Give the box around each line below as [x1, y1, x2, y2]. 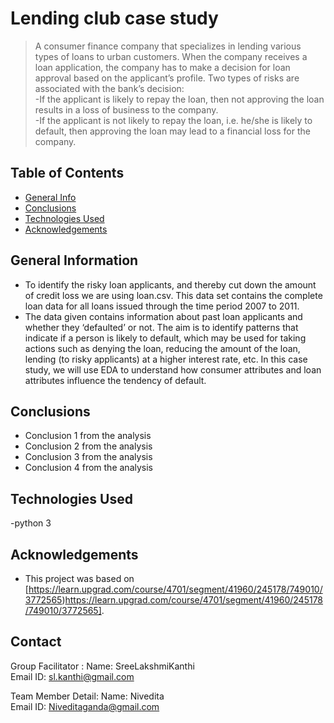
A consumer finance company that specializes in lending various [34, 40, 302, 52]
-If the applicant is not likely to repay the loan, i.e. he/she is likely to [34, 114, 313, 126]
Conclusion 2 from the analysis [24, 440, 153, 452]
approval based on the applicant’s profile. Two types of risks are [34, 72, 300, 84]
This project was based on [24, 573, 135, 584]
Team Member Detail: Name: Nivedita [10, 690, 165, 702]
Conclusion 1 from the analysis [24, 430, 152, 442]
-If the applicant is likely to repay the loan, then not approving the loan [34, 93, 325, 105]
